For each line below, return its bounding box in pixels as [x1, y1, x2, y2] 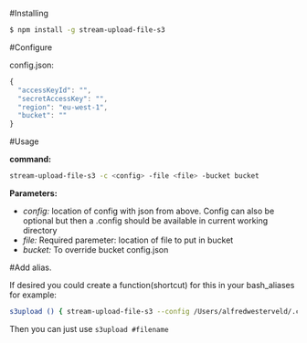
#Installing [9, 8, 48, 18]
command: [9, 154, 52, 165]
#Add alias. [9, 262, 52, 273]
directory [22, 225, 58, 235]
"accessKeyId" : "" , [17, 86, 92, 95]
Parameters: [9, 188, 58, 199]
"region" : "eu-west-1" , [17, 102, 108, 112]
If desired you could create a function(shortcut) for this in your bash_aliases [9, 280, 295, 290]
